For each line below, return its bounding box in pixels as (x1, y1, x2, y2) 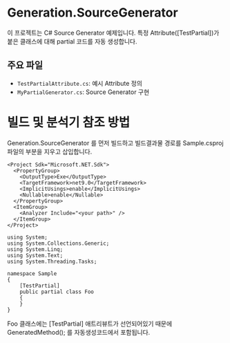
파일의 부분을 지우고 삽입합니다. (7, 147, 93, 156)
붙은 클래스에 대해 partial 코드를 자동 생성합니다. (7, 37, 137, 46)
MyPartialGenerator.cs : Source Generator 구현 (17, 88, 150, 96)
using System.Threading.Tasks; (7, 258, 97, 265)
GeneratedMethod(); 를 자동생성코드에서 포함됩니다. (7, 328, 151, 336)
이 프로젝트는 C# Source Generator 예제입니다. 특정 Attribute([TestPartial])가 (7, 28, 220, 37)
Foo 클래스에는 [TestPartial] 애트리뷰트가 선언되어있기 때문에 (7, 319, 173, 328)
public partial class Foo (19, 288, 95, 295)
